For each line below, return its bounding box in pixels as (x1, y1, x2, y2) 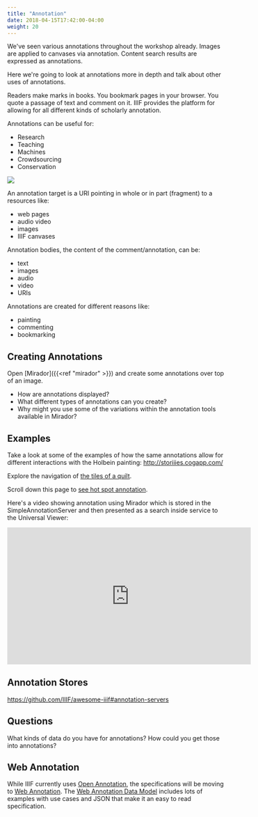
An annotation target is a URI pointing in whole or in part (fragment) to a (7, 189, 213, 198)
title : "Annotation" (7, 10, 67, 17)
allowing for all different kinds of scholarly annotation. (7, 106, 161, 115)
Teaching (17, 141, 45, 149)
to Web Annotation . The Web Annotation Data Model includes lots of (7, 787, 203, 795)
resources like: (7, 196, 50, 205)
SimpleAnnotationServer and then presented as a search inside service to (7, 506, 218, 514)
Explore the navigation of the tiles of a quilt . (7, 472, 132, 480)
